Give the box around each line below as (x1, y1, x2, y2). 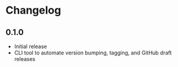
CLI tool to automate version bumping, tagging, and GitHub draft (14, 49, 172, 56)
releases (14, 56, 36, 62)
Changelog (5, 4, 61, 17)
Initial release (14, 43, 47, 50)
